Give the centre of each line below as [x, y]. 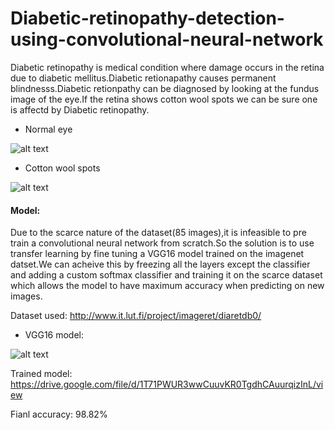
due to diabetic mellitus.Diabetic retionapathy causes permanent [143, 78]
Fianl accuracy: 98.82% [59, 414]
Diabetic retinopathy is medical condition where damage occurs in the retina [167, 67]
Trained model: [41, 374]
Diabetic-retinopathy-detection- [147, 18]
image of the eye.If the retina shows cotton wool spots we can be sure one [164, 99]
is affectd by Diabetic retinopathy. [80, 109]
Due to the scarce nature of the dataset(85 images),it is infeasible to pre [158, 233]
